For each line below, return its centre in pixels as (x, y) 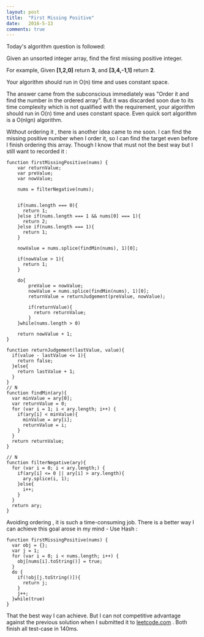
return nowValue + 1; (45, 334)
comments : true (26, 29)
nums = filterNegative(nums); (56, 190)
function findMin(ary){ (37, 393)
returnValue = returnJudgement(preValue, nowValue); (97, 297)
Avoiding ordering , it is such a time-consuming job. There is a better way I (100, 522)
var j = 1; (26, 551)
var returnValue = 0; (40, 404)
